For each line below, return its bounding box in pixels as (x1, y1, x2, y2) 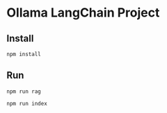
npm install (6, 51, 41, 58)
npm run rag (6, 88, 41, 95)
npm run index (6, 100, 48, 107)
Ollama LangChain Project (6, 5, 160, 21)
